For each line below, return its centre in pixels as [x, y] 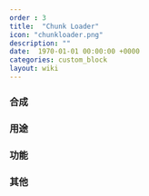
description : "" [40, 43]
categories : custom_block [58, 60]
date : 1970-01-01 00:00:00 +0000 [75, 52]
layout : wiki [34, 69]
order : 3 [28, 18]
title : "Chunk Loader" [55, 26]
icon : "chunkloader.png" [56, 34]
